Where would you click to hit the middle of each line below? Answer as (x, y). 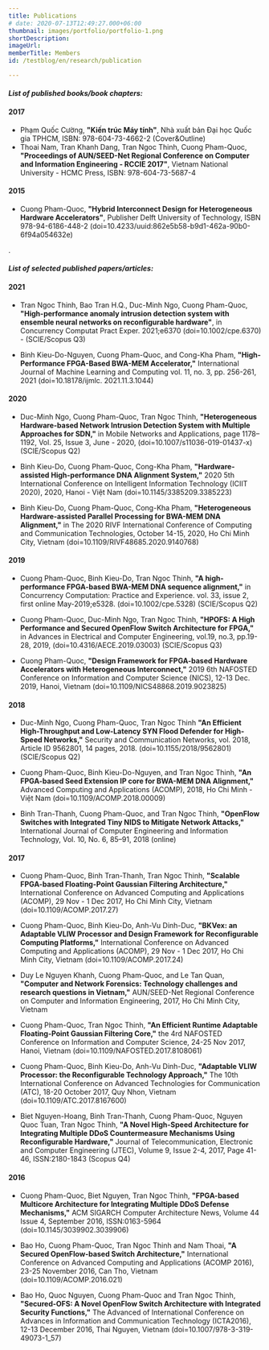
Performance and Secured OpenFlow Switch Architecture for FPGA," (137, 628)
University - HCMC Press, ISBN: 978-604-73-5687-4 (108, 172)
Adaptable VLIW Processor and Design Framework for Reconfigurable (139, 934)
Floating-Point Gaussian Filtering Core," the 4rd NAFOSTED (121, 1034)
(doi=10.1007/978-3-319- (212, 1329)
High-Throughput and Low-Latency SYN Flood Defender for (122, 731)
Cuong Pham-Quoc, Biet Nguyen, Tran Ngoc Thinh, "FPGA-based (129, 1195)
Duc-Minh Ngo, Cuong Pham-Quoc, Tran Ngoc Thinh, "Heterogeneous (138, 416)
